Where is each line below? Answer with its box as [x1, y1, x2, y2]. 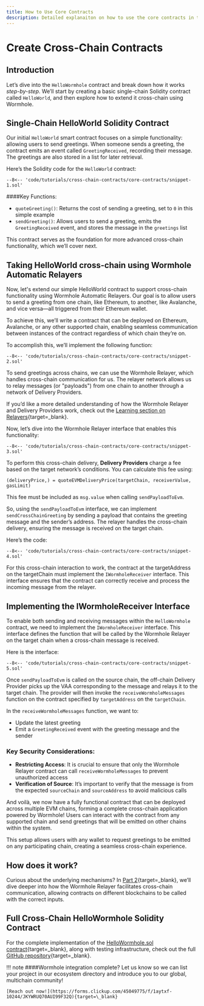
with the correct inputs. [6, 896, 65, 903]
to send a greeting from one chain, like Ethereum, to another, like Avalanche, [6, 298, 197, 306]
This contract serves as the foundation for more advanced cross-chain [6, 236, 183, 243]
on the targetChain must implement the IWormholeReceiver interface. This [6, 571, 189, 578]
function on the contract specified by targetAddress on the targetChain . [6, 695, 186, 703]
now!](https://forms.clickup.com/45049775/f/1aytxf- [36, 988, 172, 994]
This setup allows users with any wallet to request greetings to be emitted [6, 836, 191, 844]
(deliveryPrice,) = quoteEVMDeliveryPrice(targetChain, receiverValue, [6, 478, 191, 484]
